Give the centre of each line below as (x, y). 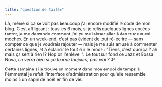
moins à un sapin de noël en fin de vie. (44, 79)
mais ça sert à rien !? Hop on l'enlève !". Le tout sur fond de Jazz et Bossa (79, 54)
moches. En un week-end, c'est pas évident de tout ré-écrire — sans (74, 39)
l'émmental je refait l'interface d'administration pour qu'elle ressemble (76, 74)
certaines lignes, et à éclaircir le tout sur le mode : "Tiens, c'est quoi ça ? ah (81, 49)
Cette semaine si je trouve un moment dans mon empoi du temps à (72, 69)
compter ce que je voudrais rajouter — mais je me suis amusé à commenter (81, 44)
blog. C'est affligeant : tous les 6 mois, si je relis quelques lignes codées (78, 28)
